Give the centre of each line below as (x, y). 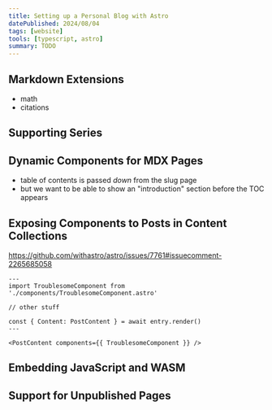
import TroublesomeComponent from (67, 286)
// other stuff (34, 307)
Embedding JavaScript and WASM (97, 368)
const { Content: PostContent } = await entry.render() (105, 321)
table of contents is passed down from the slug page (108, 181)
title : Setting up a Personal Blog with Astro (89, 16)
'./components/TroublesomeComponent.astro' (83, 293)
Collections (38, 236)
